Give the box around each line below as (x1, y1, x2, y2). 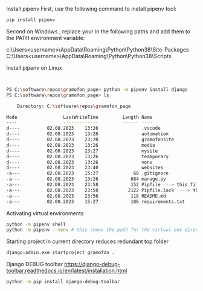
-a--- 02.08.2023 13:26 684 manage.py (6, 176, 166, 182)
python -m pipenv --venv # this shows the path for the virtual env (6, 227, 182, 233)
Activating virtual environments (6, 209, 84, 217)
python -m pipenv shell (6, 221, 66, 227)
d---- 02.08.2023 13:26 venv (6, 159, 153, 166)
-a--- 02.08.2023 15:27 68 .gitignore (6, 170, 169, 176)
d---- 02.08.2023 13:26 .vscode (6, 125, 161, 132)
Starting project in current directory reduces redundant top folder (6, 238, 169, 245)
